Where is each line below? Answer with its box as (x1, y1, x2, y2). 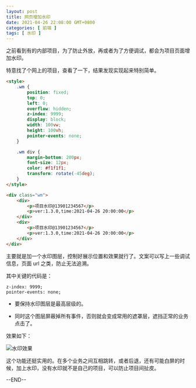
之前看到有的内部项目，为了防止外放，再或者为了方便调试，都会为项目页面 (6, 47, 185, 54)
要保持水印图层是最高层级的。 (14, 300, 86, 307)
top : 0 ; (27, 95, 45, 101)
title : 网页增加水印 (6, 14, 51, 20)
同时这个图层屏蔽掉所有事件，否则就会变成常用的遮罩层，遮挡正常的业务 (14, 313, 188, 320)
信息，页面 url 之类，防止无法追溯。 (6, 260, 92, 267)
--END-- (6, 376, 26, 383)
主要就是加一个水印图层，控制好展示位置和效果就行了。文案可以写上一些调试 (6, 252, 190, 259)
